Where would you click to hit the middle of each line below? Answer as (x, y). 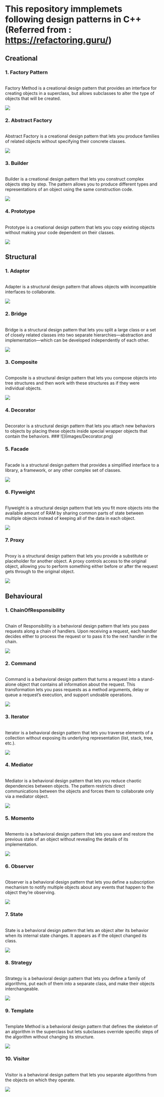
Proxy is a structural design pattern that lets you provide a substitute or (77, 556)
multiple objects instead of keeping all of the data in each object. (70, 518)
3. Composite (21, 362)
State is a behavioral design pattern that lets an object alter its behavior (77, 930)
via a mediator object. (27, 796)
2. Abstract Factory (29, 120)
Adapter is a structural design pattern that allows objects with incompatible (81, 287)
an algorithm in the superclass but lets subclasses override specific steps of (82, 1032)
